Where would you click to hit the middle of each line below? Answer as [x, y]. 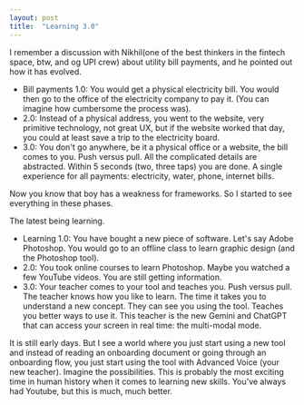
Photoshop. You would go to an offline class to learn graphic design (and [158, 248]
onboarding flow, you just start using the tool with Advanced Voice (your [144, 362]
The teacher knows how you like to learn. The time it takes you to [144, 296]
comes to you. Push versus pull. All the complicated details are [140, 156]
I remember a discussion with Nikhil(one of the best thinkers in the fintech [147, 52]
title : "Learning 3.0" [54, 26]
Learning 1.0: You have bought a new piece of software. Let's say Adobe [158, 238]
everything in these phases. [61, 203]
